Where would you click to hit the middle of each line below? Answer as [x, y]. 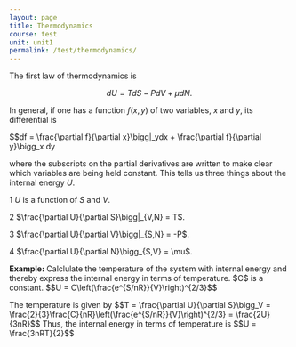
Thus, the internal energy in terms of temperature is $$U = [149, 324]
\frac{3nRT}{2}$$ [42, 334]
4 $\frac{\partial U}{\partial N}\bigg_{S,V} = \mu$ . [101, 252]
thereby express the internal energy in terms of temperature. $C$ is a [136, 278]
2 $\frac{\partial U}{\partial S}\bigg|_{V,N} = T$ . [97, 217]
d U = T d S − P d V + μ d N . [149, 93]
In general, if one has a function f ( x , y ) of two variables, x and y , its [131, 110]
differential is [33, 120]
